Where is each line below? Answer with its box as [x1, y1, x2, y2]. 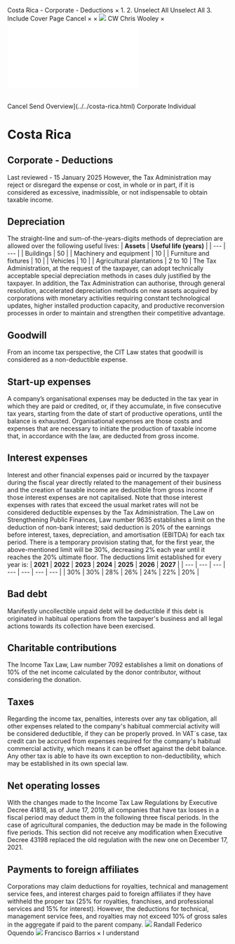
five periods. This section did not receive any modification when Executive [7, 828, 222, 837]
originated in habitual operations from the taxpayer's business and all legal [7, 614, 223, 622]
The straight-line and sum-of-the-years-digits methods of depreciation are [7, 235, 223, 243]
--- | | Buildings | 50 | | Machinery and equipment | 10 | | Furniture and [7, 249, 210, 258]
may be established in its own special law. [7, 759, 128, 768]
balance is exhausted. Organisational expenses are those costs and [7, 417, 202, 426]
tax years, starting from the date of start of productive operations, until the [7, 409, 222, 418]
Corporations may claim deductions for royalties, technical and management [7, 881, 229, 891]
